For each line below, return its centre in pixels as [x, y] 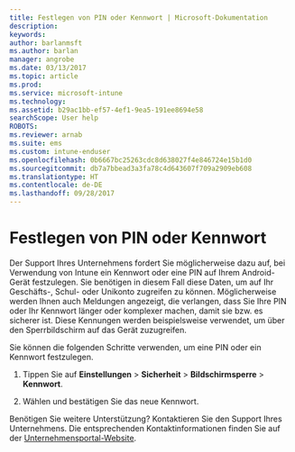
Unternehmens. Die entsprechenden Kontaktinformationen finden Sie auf [145, 428]
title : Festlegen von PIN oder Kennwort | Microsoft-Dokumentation [139, 18]
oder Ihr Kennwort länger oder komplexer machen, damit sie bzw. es [136, 311]
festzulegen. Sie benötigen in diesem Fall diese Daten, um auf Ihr [152, 282]
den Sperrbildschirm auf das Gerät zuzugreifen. [98, 330]
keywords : [28, 34]
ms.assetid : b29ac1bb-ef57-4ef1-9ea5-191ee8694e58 [106, 110]
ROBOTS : [24, 127]
